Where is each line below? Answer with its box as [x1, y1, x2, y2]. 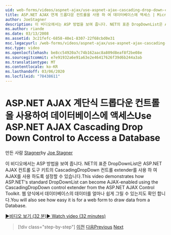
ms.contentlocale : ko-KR [5, 64, 58, 69]
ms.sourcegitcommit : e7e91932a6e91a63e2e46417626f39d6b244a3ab [5, 55, 142, 60]
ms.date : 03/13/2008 [5, 31, 49, 36]
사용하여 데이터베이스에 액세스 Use [15, 110, 152, 122]
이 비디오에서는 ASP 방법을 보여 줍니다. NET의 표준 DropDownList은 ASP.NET [5, 160, 162, 166]
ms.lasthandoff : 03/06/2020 [5, 69, 65, 74]
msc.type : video [5, 45, 40, 50]
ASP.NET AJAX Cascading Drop [5, 121, 144, 133]
